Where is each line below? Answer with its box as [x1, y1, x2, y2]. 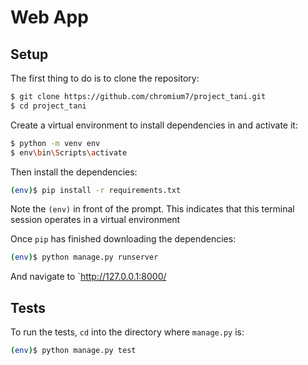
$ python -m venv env [10, 138, 101, 148]
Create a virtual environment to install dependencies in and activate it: [10, 119, 298, 131]
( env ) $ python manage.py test [10, 346, 137, 356]
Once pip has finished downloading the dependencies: [10, 233, 237, 245]
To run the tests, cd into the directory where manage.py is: [10, 326, 245, 338]
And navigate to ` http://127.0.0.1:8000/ [10, 271, 167, 283]
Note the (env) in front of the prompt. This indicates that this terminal [10, 203, 295, 215]
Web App [10, 6, 89, 29]
